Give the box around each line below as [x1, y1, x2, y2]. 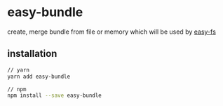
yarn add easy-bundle [7, 73, 71, 80]
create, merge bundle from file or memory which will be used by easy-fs [7, 27, 216, 36]
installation [7, 48, 58, 60]
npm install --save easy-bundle [7, 92, 102, 99]
